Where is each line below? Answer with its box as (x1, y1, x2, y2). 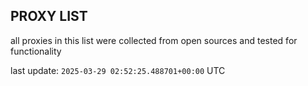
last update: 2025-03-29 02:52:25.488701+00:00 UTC (10, 64, 226, 76)
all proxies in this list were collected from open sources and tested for (10, 34, 298, 46)
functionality (10, 45, 62, 57)
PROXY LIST (10, 8, 88, 25)
